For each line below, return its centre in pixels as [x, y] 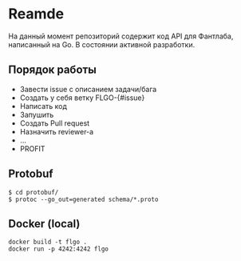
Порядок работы [53, 70]
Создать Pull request [55, 123]
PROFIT [32, 148]
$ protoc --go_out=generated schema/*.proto [83, 199]
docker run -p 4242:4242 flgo [59, 249]
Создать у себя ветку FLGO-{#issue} [82, 98]
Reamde [36, 14]
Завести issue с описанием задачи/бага [88, 89]
